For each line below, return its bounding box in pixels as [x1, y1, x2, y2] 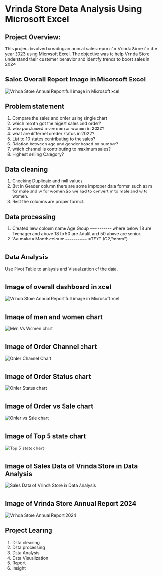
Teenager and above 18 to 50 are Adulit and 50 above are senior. [12, 231, 142, 237]
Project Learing [5, 527, 52, 535]
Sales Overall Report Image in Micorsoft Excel [5, 75, 146, 83]
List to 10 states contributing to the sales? [12, 136, 96, 142]
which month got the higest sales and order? [12, 120, 102, 126]
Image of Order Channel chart [5, 343, 97, 351]
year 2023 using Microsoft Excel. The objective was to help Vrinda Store [5, 51, 150, 57]
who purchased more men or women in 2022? [12, 125, 105, 131]
